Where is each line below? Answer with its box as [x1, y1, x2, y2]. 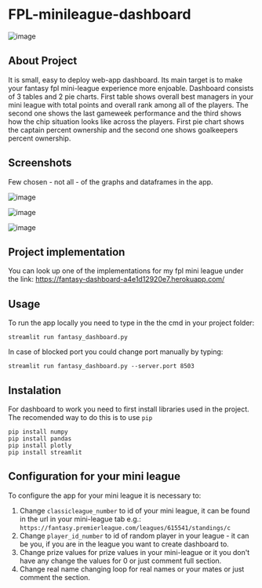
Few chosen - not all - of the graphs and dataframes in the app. [8, 177, 213, 186]
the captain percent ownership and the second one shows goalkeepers [8, 125, 238, 134]
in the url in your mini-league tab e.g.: [19, 514, 141, 524]
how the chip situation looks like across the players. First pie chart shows [8, 116, 245, 126]
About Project [8, 54, 78, 68]
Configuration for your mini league [8, 469, 180, 484]
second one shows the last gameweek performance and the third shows [8, 108, 242, 118]
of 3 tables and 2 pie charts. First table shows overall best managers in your [8, 92, 253, 101]
